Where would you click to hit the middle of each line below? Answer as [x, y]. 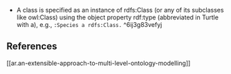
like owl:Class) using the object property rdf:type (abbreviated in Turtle [118, 17]
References [32, 47]
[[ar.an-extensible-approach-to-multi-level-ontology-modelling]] [99, 63]
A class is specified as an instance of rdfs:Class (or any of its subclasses [120, 10]
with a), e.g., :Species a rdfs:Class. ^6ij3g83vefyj [89, 25]
